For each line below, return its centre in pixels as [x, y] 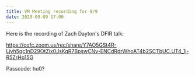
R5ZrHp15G [20, 57]
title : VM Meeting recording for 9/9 [52, 11]
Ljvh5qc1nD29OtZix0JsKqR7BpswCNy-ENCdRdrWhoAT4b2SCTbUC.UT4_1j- [97, 51]
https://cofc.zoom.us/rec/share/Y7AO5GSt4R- [61, 45]
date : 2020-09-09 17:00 [35, 17]
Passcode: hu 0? [25, 68]
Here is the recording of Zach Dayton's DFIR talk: [65, 33]
